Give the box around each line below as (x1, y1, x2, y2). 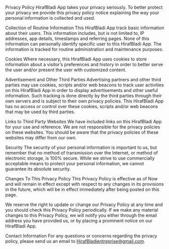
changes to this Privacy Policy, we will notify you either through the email (5, 212, 157, 218)
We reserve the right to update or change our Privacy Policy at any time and (5, 202, 163, 208)
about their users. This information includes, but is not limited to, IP (5, 30, 145, 36)
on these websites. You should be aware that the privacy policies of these (5, 129, 159, 135)
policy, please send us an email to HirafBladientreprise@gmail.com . (5, 238, 145, 244)
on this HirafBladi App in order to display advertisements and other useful (5, 87, 158, 93)
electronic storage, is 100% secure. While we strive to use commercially (5, 155, 155, 161)
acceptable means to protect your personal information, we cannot (5, 161, 144, 166)
